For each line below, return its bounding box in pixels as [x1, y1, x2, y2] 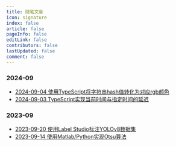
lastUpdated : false [6, 48, 55, 54]
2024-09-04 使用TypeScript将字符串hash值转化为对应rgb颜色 [14, 88, 170, 95]
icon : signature [6, 14, 47, 21]
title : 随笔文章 [6, 8, 43, 15]
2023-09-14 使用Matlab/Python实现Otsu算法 [14, 133, 127, 141]
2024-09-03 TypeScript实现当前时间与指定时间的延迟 [14, 95, 149, 103]
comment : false [6, 54, 45, 60]
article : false [6, 25, 45, 32]
